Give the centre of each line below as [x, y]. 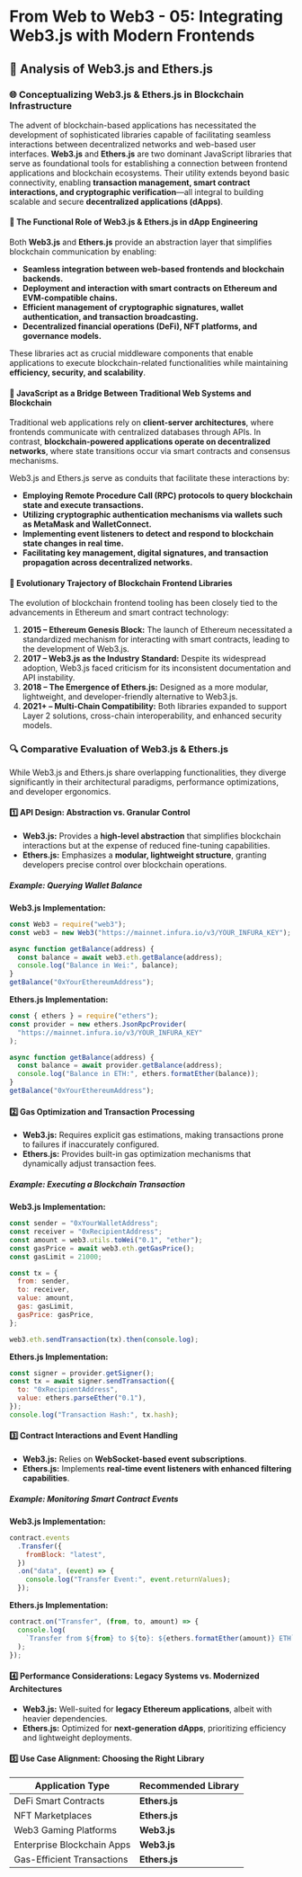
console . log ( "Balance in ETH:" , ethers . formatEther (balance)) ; [138, 1074]
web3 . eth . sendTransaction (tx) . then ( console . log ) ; [104, 1339]
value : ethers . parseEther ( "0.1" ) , [82, 1398]
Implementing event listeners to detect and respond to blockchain [148, 534]
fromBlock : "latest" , [66, 1554]
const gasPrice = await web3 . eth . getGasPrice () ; [102, 1248]
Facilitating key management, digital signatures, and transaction [145, 553]
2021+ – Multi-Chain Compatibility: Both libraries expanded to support [155, 707]
